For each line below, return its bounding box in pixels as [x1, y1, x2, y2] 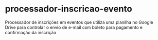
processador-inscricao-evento [5, 3, 132, 14]
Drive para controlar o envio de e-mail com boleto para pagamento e [5, 24, 142, 30]
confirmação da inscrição [5, 29, 56, 35]
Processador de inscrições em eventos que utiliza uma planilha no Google [5, 19, 153, 25]
